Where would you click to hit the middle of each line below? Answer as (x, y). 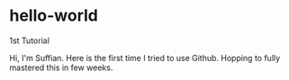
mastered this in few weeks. (61, 67)
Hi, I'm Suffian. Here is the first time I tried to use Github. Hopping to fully (145, 58)
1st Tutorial (29, 40)
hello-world (54, 16)
